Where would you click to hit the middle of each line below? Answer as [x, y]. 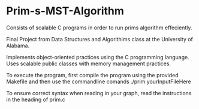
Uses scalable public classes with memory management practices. [89, 63]
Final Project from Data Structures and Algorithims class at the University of [100, 39]
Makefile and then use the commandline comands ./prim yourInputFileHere [99, 81]
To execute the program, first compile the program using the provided [92, 75]
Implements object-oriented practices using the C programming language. [98, 57]
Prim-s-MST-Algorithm [65, 11]
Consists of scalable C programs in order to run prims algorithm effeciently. [99, 28]
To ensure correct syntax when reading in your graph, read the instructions [99, 93]
